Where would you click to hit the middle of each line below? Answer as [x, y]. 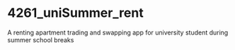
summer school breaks [41, 39]
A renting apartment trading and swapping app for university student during [118, 32]
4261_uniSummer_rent [75, 13]
